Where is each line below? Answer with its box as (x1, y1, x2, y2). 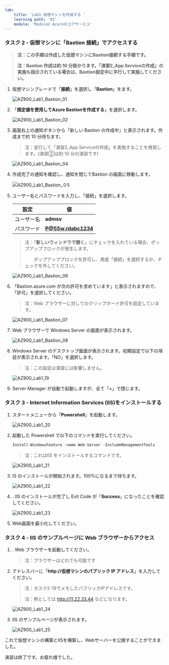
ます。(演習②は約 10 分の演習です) (24, 150, 99, 157)
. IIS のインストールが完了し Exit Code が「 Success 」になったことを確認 (12, 493, 164, 499)
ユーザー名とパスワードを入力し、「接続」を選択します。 (12, 192, 130, 199)
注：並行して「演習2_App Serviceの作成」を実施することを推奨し (24, 144, 161, 150)
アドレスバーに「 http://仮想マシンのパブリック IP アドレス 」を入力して (12, 568, 161, 574)
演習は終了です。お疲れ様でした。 (5, 654, 75, 660)
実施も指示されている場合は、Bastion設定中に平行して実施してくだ (17, 69, 157, 75)
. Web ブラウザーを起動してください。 (12, 546, 92, 553)
